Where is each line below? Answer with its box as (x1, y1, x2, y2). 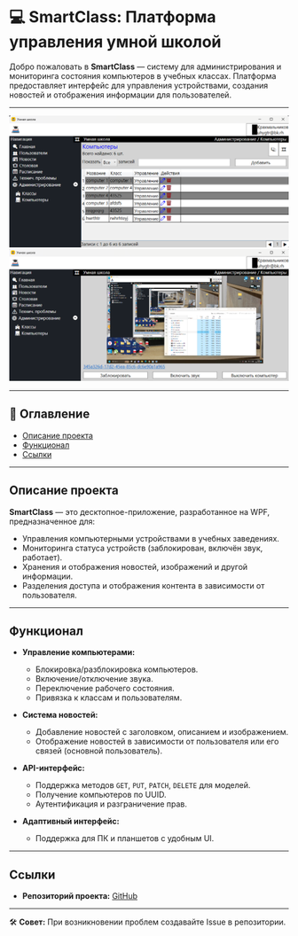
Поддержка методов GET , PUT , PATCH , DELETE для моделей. (35, 780, 251, 791)
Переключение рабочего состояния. (35, 683, 175, 694)
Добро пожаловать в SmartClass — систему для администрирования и (9, 61, 282, 72)
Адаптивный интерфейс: (21, 816, 120, 827)
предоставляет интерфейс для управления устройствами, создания (9, 80, 269, 90)
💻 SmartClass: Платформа (9, 7, 216, 27)
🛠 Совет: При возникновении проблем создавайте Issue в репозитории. (9, 916, 286, 927)
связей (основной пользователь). (35, 745, 162, 756)
